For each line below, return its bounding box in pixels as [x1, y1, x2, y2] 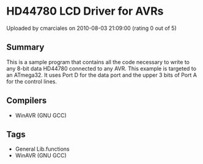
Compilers [6, 96, 47, 106]
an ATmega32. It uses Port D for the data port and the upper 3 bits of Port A [6, 71, 197, 79]
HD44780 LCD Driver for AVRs [6, 4, 164, 18]
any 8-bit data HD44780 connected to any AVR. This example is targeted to [6, 65, 197, 72]
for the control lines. [6, 77, 57, 85]
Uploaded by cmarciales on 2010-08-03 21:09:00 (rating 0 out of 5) [6, 24, 177, 32]
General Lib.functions [15, 145, 70, 153]
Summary [6, 42, 45, 52]
